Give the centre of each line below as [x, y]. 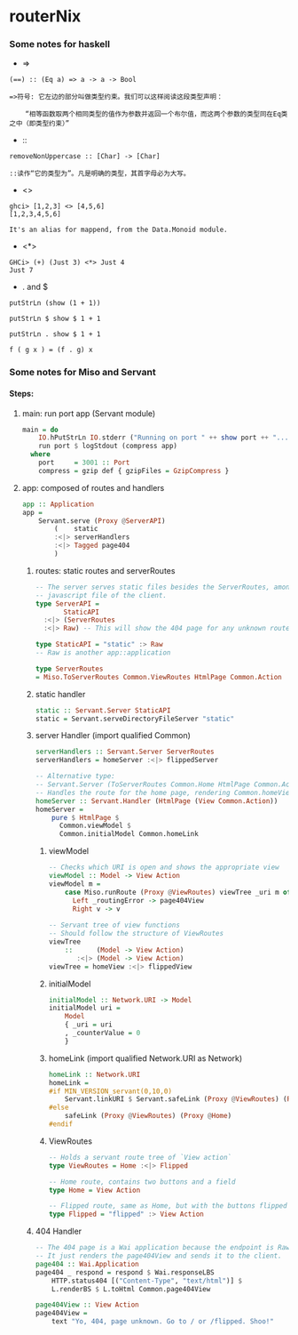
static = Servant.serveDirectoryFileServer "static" [135, 719]
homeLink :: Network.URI [94, 1074]
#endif [61, 1124]
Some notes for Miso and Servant [83, 373]
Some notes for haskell [60, 44]
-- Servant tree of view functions [114, 925]
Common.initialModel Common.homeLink [129, 834]
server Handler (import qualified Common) [113, 736]
